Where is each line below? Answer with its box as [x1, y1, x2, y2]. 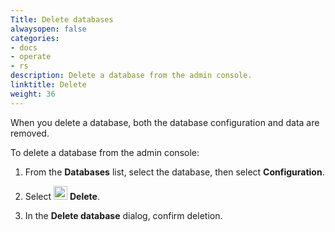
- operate [10, 52, 52, 62]
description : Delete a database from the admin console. [10, 71, 253, 81]
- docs [10, 42, 38, 53]
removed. [10, 127, 50, 139]
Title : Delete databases [10, 14, 114, 25]
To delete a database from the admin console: [10, 146, 200, 158]
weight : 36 [10, 89, 56, 99]
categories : [10, 33, 60, 43]
